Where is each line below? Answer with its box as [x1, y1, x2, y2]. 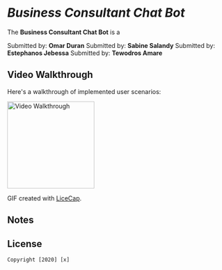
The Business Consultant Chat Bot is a [7, 28, 120, 36]
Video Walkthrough [7, 69, 93, 81]
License [7, 238, 42, 250]
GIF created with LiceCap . [7, 193, 82, 202]
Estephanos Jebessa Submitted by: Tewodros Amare [7, 49, 163, 57]
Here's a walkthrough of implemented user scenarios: [7, 87, 161, 95]
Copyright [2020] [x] [7, 256, 70, 263]
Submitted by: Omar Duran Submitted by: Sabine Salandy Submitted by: [7, 41, 216, 49]
